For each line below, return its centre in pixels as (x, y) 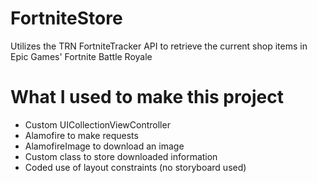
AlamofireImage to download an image (104, 146)
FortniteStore (66, 18)
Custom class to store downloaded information (121, 156)
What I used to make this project (147, 97)
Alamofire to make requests (81, 135)
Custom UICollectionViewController (97, 124)
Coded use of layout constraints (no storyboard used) (135, 167)
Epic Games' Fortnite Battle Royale (81, 56)
